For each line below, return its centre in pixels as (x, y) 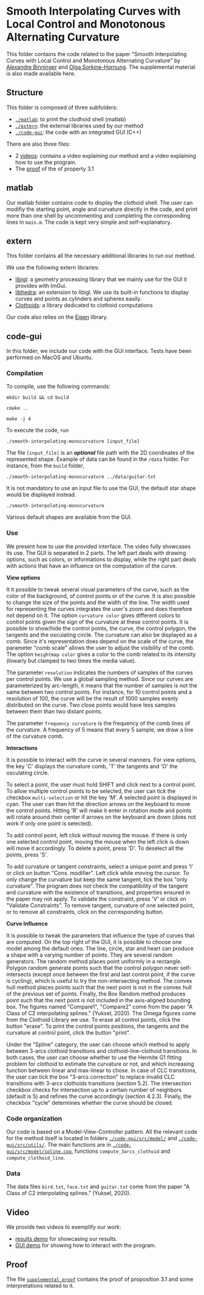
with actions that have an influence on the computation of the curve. (92, 566)
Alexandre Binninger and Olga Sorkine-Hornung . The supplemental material (101, 67)
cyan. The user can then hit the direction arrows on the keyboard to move (98, 804)
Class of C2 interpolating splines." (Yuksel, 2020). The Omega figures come (101, 1013)
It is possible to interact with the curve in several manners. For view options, (101, 760)
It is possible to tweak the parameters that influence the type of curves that (100, 935)
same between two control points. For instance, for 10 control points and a (99, 692)
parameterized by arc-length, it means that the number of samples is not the (102, 685)
